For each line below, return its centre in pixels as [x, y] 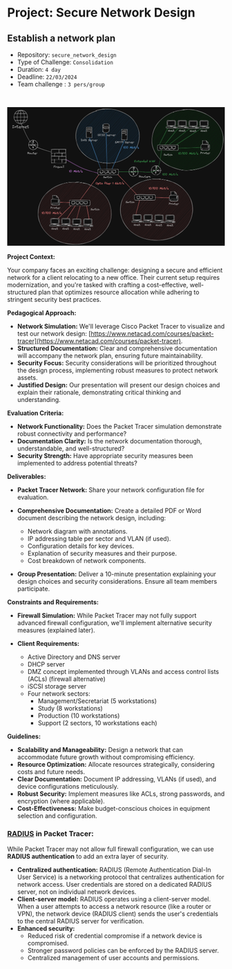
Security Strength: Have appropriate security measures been [105, 456]
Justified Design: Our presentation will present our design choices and [118, 385]
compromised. [48, 943]
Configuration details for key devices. [81, 546]
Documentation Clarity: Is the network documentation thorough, [109, 441]
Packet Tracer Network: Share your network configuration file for [111, 490]
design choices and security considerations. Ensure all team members [117, 582]
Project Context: [31, 257]
